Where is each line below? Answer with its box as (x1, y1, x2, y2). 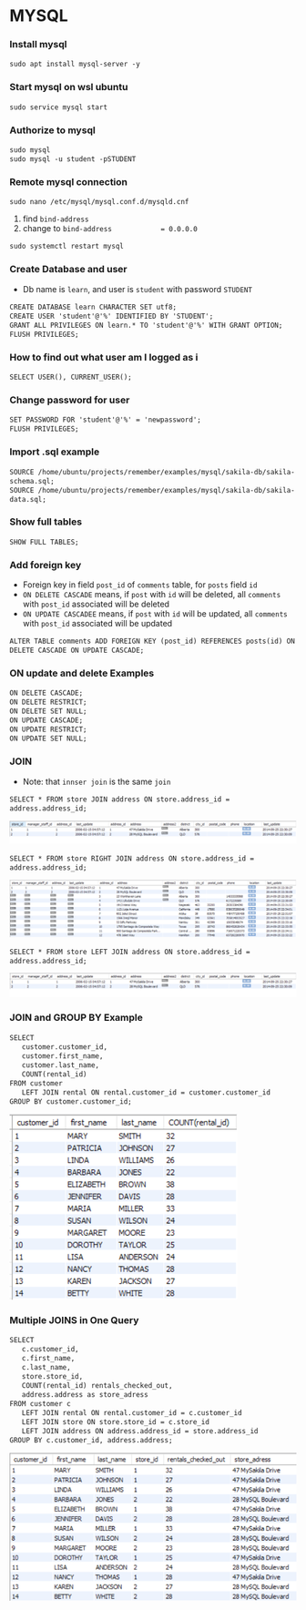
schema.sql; (9, 476, 55, 485)
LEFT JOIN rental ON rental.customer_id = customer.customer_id (21, 1087, 271, 1097)
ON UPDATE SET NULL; (9, 734, 88, 743)
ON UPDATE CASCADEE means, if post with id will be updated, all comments (22, 608, 289, 619)
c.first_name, (21, 1353, 76, 1362)
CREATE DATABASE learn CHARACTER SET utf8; (9, 302, 178, 311)
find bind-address (22, 213, 89, 224)
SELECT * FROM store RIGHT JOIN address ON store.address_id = (9, 854, 255, 863)
